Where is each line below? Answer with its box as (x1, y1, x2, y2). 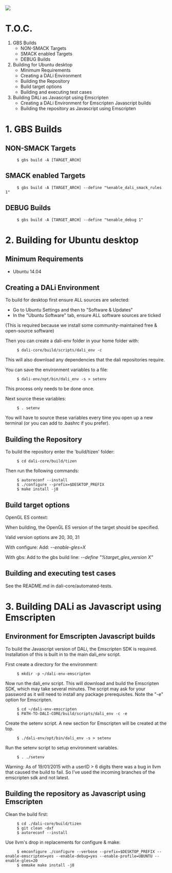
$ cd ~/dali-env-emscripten (16, 706, 77, 712)
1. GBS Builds (5, 124, 63, 135)
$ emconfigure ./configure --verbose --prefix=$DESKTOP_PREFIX (16, 849, 155, 854)
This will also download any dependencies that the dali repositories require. (5, 357, 165, 363)
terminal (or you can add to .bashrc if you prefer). (5, 420, 110, 426)
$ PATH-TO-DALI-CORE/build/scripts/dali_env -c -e (16, 711, 127, 716)
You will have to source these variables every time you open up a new (5, 414, 153, 421)
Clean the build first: (5, 811, 48, 817)
